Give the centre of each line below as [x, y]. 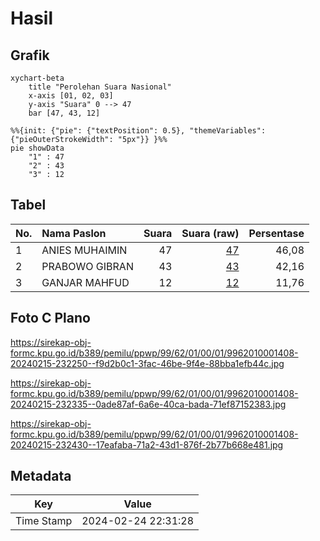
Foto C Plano [50, 318]
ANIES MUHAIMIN [84, 250]
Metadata [41, 476]
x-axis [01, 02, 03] [71, 96]
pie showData [37, 148]
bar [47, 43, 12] [64, 113]
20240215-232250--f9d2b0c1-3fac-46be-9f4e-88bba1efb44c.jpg [147, 363]
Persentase [276, 233]
